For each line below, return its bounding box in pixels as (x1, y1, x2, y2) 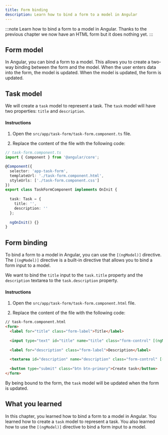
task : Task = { (9, 197, 41, 202)
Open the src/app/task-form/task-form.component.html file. (12, 300, 136, 306)
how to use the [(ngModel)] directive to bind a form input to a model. (5, 423, 146, 429)
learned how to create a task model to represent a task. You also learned (5, 418, 155, 424)
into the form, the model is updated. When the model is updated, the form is (5, 70, 161, 76)
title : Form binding (5, 7, 48, 13)
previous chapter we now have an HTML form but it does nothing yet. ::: (5, 31, 153, 37)
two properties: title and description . (5, 108, 85, 114)
